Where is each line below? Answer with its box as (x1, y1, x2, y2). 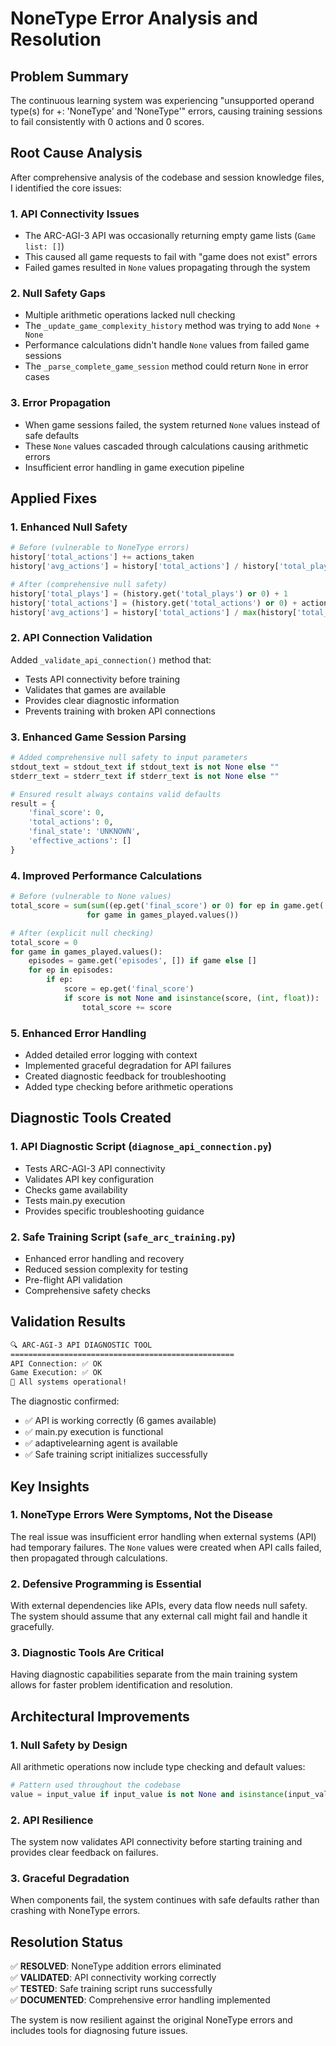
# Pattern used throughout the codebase (10, 1780, 182, 1791)
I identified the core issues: (10, 182, 122, 194)
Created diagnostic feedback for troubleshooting (24, 1070, 227, 1082)
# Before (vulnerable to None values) (10, 892, 172, 902)
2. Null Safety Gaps (10, 287, 106, 301)
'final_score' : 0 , (28, 808, 105, 818)
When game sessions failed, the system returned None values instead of (24, 418, 321, 431)
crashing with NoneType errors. (10, 1905, 141, 1917)
